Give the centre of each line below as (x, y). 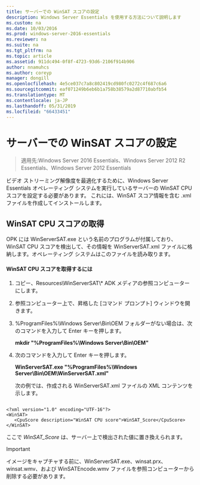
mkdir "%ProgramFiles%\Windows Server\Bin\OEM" (82, 343)
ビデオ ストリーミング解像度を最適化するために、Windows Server (87, 181)
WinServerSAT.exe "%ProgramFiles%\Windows (76, 367)
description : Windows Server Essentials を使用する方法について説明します (94, 17)
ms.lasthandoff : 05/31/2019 (41, 106)
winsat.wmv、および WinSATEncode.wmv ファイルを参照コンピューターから (100, 469)
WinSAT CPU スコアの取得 (55, 223)
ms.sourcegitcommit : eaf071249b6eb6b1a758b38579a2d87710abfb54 (87, 89)
